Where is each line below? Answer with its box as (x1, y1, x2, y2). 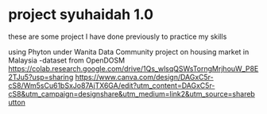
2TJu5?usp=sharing (8, 72, 74, 82)
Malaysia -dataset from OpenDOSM (8, 55, 126, 65)
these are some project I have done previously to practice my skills (8, 32, 227, 41)
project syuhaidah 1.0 (8, 6, 153, 24)
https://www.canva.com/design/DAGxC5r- (75, 72, 215, 82)
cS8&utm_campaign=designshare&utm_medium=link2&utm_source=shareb (8, 89, 256, 98)
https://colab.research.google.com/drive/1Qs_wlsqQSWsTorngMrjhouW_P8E (8, 63, 259, 73)
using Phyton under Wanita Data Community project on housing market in (8, 47, 250, 56)
